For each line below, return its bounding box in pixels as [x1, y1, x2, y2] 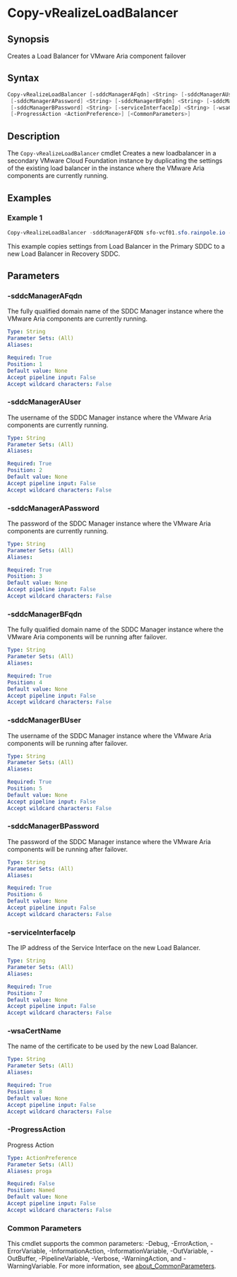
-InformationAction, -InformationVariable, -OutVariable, [49, 1247, 209, 1255]
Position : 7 [7, 990, 42, 997]
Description [7, 130, 60, 142]
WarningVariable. [7, 1262, 58, 1271]
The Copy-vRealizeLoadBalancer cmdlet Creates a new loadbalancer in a [7, 149, 217, 158]
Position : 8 [7, 1088, 42, 1095]
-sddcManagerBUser [7, 715, 81, 725]
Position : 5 [7, 785, 42, 792]
